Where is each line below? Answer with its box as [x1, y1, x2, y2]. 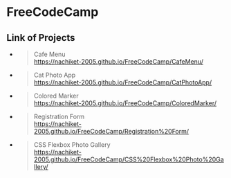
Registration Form [33, 112, 85, 121]
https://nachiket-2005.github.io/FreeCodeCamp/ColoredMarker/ [33, 99, 217, 107]
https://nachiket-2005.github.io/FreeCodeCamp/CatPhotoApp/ [33, 78, 212, 87]
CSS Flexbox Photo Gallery [33, 141, 111, 149]
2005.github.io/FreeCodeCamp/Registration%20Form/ [33, 127, 190, 135]
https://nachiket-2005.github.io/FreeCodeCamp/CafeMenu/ [33, 57, 203, 66]
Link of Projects [6, 32, 75, 44]
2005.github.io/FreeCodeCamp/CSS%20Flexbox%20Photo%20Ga [33, 155, 224, 163]
